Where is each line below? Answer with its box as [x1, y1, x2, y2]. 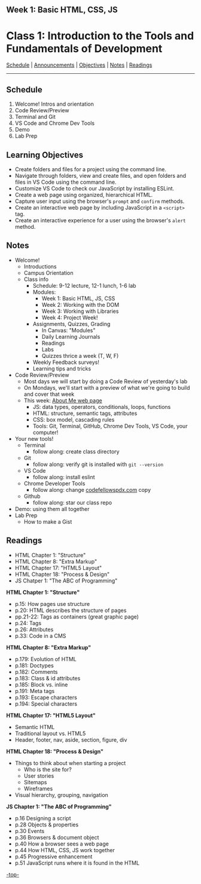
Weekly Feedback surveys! [32, 359, 100, 366]
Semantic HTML [14, 723, 55, 730]
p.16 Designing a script [14, 814, 71, 822]
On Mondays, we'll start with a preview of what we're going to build [23, 384, 190, 391]
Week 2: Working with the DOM [41, 301, 120, 308]
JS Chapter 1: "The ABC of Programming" [6, 803, 112, 810]
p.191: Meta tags [14, 687, 55, 694]
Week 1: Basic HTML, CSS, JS [6, 5, 118, 15]
